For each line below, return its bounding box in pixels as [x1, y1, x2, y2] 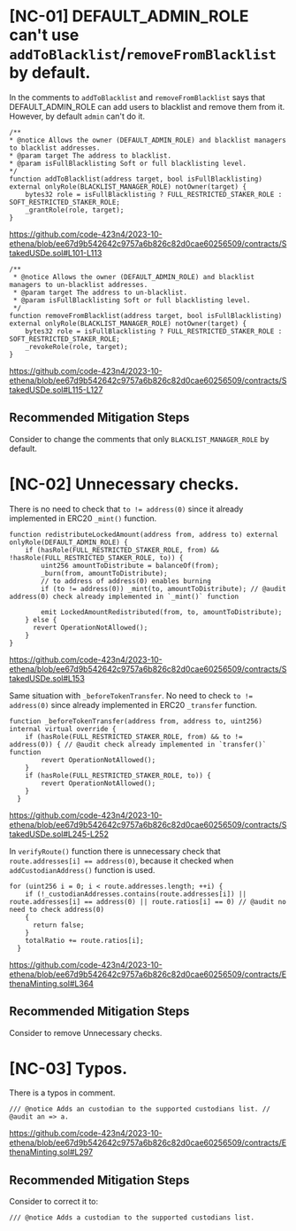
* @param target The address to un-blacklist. [12, 288, 188, 297]
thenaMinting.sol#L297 [9, 1147, 94, 1157]
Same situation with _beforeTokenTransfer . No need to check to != [9, 690, 254, 701]
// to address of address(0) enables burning [41, 576, 212, 586]
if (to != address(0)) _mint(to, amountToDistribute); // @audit [41, 584, 287, 593]
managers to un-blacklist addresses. [9, 280, 148, 289]
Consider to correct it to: [9, 1196, 99, 1207]
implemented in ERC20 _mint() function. [9, 512, 157, 524]
